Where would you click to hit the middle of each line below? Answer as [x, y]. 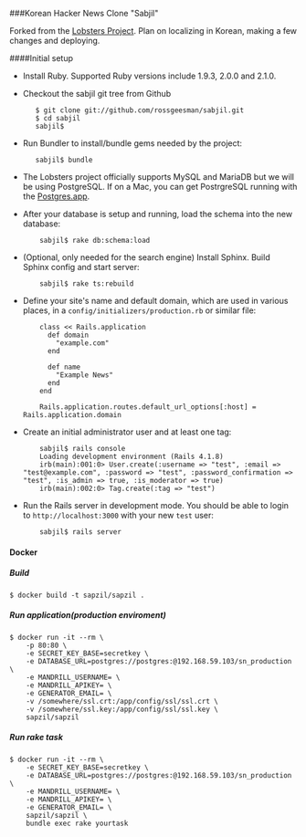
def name [64, 367]
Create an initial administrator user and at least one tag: [127, 432]
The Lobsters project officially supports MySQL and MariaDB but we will [158, 177]
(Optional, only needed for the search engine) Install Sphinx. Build [147, 257]
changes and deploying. [55, 41]
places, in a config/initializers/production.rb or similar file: [139, 310]
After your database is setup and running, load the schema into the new [158, 214]
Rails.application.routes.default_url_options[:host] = [148, 407]
